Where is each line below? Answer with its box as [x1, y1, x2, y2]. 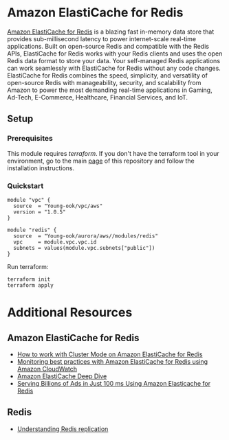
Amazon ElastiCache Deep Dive [17, 372, 107, 380]
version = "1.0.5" [13, 208, 67, 216]
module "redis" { [7, 227, 57, 233]
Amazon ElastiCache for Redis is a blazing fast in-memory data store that [7, 27, 215, 36]
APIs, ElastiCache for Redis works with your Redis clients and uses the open [7, 49, 223, 58]
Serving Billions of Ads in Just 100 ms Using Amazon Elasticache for [17, 379, 211, 387]
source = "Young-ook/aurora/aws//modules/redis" [13, 232, 158, 240]
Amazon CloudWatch [17, 364, 78, 373]
